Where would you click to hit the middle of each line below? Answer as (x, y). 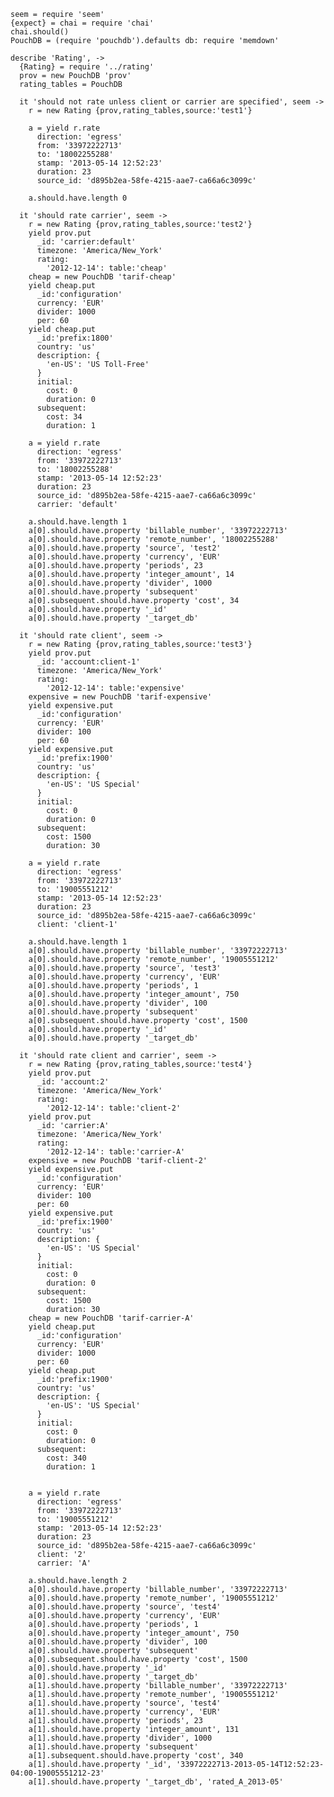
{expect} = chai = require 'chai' (82, 23)
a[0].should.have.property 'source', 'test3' (125, 968)
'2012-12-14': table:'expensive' (116, 688)
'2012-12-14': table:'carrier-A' (116, 1152)
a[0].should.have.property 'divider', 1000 (120, 583)
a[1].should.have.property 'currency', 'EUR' (125, 1712)
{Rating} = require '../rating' (87, 67)
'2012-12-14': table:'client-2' (114, 1108)
